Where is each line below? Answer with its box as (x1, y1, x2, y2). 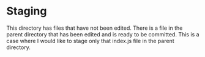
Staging (6, 4, 47, 18)
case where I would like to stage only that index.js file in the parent (6, 37, 174, 44)
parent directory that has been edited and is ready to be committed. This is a (6, 30, 200, 38)
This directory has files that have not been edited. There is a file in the (6, 24, 183, 32)
